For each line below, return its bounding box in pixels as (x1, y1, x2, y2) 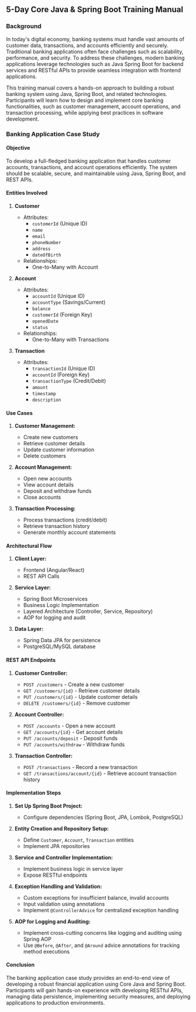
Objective (6, 145, 30, 152)
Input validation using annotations (23, 900, 105, 907)
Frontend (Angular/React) (23, 567, 85, 574)
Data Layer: (14, 626, 44, 633)
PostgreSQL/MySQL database (23, 643, 96, 650)
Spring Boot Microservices (23, 595, 88, 602)
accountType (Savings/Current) (32, 299, 106, 306)
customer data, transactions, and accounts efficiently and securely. (6, 42, 169, 49)
